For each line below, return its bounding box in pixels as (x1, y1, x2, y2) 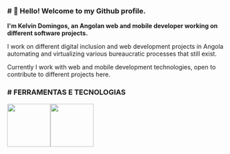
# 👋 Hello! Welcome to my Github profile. (7, 6, 146, 16)
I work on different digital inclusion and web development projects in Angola (7, 43, 224, 51)
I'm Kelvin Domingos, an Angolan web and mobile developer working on (7, 22, 218, 30)
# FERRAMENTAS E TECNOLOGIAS (7, 87, 126, 97)
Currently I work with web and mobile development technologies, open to (7, 63, 216, 71)
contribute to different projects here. (7, 70, 111, 78)
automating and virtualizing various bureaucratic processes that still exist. (7, 49, 218, 58)
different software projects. (7, 29, 88, 37)
